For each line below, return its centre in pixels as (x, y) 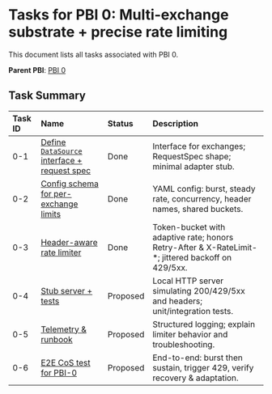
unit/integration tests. (193, 311)
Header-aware (69, 242)
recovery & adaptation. (195, 378)
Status (121, 123)
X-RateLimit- (232, 247)
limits (51, 214)
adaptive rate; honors (193, 237)
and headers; (177, 301)
